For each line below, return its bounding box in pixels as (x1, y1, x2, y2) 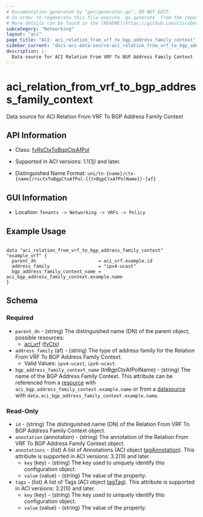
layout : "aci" (6, 31, 42, 37)
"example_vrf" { (6, 253, 47, 259)
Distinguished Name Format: (14, 170, 86, 177)
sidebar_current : (6, 43, 50, 49)
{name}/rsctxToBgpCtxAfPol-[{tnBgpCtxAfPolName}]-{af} (14, 176, 156, 182)
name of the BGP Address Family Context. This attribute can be (14, 372, 173, 380)
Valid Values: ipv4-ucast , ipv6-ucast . (24, 359, 117, 366)
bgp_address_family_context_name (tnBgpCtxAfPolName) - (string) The (14, 366, 191, 373)
